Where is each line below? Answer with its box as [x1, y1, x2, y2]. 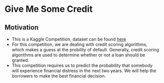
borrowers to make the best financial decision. [11, 73, 106, 79]
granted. [11, 57, 29, 63]
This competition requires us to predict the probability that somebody [11, 63, 153, 68]
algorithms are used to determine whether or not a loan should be [11, 52, 145, 58]
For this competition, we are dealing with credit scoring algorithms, [11, 41, 148, 47]
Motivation [4, 23, 39, 32]
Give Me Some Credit [4, 3, 93, 15]
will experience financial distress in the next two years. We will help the [11, 68, 157, 74]
